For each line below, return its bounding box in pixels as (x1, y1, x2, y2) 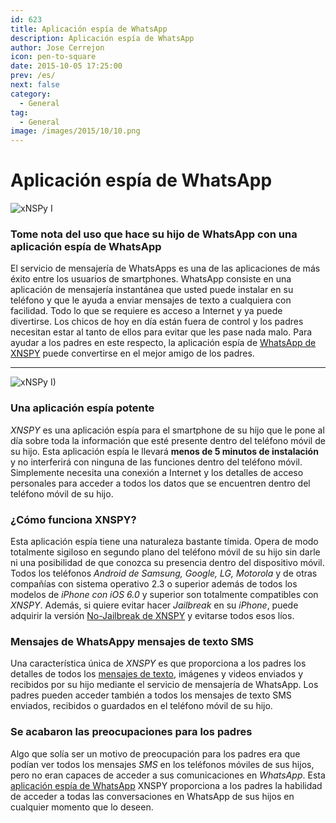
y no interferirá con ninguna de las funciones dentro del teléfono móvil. (10, 456, 303, 468)
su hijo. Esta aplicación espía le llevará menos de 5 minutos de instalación (10, 445, 319, 457)
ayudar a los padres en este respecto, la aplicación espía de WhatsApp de (10, 337, 317, 349)
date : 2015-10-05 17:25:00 (10, 61, 123, 71)
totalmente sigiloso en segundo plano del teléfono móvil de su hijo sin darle (10, 546, 321, 558)
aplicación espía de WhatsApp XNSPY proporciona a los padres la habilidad (10, 779, 323, 791)
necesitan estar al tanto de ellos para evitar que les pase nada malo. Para (10, 326, 313, 338)
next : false (10, 80, 60, 90)
